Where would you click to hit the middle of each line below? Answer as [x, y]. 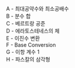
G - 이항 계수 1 [23, 52]
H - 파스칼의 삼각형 [28, 59]
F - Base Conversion [31, 45]
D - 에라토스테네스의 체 [33, 31]
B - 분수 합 [19, 16]
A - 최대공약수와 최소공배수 [37, 9]
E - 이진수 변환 [23, 38]
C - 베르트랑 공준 [26, 23]
